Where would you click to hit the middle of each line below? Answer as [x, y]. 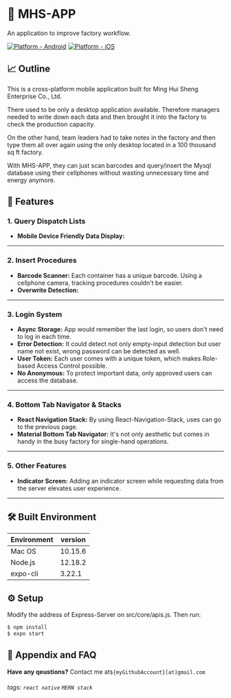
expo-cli [25, 574]
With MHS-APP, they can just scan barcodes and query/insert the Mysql [109, 165]
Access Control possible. [72, 366]
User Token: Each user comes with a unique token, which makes [109, 359]
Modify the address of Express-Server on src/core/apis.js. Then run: [104, 615]
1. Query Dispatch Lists [46, 221]
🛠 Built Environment [52, 517]
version [73, 540]
